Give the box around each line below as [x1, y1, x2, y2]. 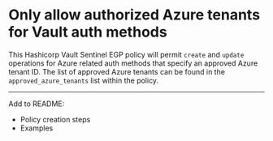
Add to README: [8, 99, 65, 109]
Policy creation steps [19, 114, 91, 124]
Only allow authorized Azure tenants [8, 6, 261, 24]
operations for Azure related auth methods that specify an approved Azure [8, 58, 258, 68]
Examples [19, 123, 54, 133]
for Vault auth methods [8, 23, 168, 41]
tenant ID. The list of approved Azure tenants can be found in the [8, 66, 226, 76]
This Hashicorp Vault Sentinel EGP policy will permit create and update [8, 49, 245, 59]
